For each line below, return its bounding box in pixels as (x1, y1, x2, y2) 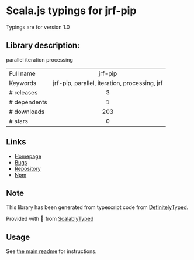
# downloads (9, 107, 45, 116)
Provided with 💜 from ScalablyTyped (6, 215, 94, 222)
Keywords (9, 79, 37, 87)
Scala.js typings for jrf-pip (6, 4, 137, 18)
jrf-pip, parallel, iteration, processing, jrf (53, 79, 163, 87)
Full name (9, 69, 36, 77)
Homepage (14, 153, 42, 160)
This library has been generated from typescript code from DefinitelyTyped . (6, 204, 189, 211)
